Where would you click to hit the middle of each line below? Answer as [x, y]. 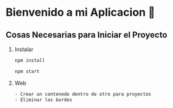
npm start [27, 71]
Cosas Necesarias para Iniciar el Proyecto [86, 35]
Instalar [24, 49]
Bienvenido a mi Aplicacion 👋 [81, 12]
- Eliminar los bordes [43, 100]
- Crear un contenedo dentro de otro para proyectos [83, 94]
